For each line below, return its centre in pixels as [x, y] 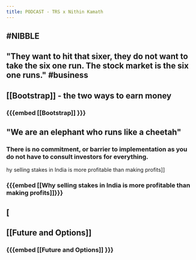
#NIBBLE [23, 36]
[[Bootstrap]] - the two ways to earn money [89, 96]
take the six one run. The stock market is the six [98, 66]
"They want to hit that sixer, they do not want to [97, 57]
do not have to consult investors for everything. [77, 157]
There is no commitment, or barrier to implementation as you [97, 150]
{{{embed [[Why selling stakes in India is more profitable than [98, 186]
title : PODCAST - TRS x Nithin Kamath [55, 12]
